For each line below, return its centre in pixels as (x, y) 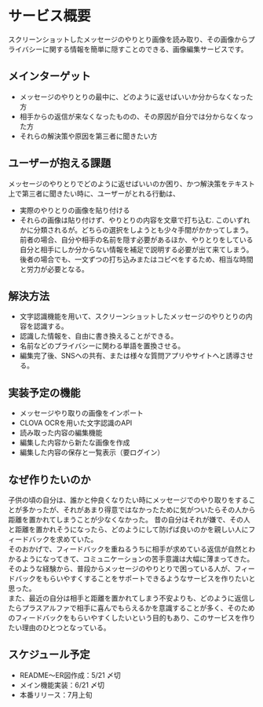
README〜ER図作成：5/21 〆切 (70, 675)
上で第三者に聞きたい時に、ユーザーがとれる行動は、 (94, 193)
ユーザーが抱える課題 (60, 163)
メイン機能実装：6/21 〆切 (62, 685)
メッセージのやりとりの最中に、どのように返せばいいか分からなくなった (136, 97)
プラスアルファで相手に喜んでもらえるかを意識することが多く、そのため (138, 608)
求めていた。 (77, 539)
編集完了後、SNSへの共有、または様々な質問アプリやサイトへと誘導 (130, 356)
